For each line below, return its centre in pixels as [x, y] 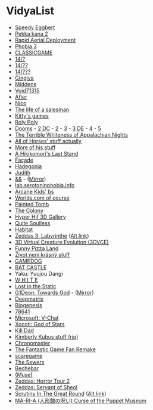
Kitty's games [32, 116]
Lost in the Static [35, 286]
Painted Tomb [32, 204]
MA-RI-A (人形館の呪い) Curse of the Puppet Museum [81, 400]
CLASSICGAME [34, 52]
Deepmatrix [29, 299]
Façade [24, 160]
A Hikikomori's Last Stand [46, 153]
